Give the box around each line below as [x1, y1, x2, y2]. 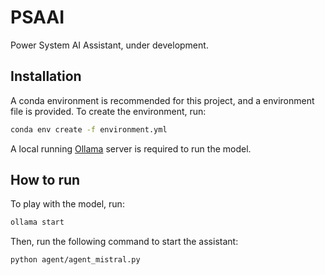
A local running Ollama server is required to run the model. [10, 142, 252, 155]
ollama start [10, 217, 65, 228]
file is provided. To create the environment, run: [10, 105, 207, 117]
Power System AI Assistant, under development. [10, 39, 209, 51]
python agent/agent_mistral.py [10, 255, 141, 265]
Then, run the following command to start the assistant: [10, 236, 239, 248]
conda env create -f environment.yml [10, 124, 168, 135]
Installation [10, 68, 82, 85]
